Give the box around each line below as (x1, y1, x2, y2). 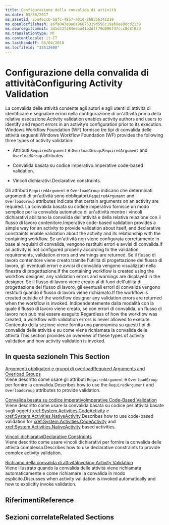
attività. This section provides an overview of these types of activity (5, 332, 145, 338)
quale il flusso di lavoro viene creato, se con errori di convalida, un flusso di (5, 305, 162, 312)
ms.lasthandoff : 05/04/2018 (5, 40, 65, 46)
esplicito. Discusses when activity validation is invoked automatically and (5, 476, 156, 482)
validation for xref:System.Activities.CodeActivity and (5, 418, 116, 425)
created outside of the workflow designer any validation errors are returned (5, 294, 162, 301)
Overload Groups (5, 371, 41, 377)
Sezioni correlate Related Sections (5, 513, 115, 521)
